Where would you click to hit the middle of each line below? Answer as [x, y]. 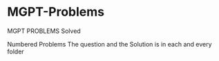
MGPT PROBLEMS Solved [44, 31]
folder [16, 51]
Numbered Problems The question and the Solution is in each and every [109, 44]
